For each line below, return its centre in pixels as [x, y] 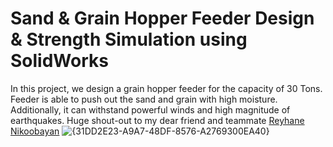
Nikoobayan [35, 131]
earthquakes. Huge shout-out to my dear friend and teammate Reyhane [157, 120]
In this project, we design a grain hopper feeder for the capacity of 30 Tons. [166, 88]
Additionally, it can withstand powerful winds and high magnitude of [150, 109]
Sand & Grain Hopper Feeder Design [162, 18]
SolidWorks [59, 61]
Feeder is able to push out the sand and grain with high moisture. [144, 99]
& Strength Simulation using [129, 39]
